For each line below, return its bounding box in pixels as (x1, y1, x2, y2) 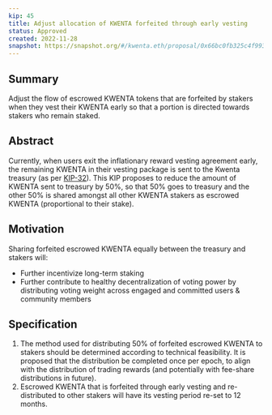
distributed (19, 391, 57, 400)
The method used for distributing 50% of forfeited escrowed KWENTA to (19, 339, 263, 349)
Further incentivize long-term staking (19, 268, 144, 278)
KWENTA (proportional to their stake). (8, 199, 134, 208)
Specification (8, 317, 78, 331)
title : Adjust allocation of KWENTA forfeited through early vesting (8, 19, 249, 28)
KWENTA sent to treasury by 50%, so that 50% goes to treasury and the (8, 182, 249, 191)
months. (19, 399, 49, 409)
